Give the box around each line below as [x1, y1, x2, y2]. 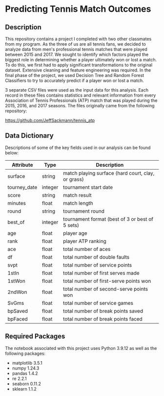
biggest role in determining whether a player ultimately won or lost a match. [5, 57, 157, 62]
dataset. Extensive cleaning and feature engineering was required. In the [5, 67, 151, 73]
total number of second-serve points [63, 285, 148, 292]
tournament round [63, 207, 105, 214]
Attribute [11, 161, 33, 168]
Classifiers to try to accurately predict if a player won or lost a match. [5, 77, 144, 83]
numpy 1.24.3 [12, 365, 40, 371]
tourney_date [7, 184, 38, 191]
